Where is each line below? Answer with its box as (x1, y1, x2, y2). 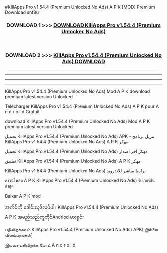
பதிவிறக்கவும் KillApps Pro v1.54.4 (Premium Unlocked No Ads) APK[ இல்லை (5, 226, 158, 232)
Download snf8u (5, 9, 39, 15)
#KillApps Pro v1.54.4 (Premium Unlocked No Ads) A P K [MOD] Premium (5, 4, 155, 10)
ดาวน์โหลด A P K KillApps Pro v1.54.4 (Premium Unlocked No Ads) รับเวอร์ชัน (5, 177, 155, 183)
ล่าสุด (5, 183, 14, 189)
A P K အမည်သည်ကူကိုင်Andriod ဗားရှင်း (5, 214, 83, 220)
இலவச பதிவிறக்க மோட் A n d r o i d (5, 242, 76, 248)
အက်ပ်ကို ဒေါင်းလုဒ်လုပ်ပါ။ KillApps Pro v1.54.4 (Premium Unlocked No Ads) (5, 204, 158, 210)
